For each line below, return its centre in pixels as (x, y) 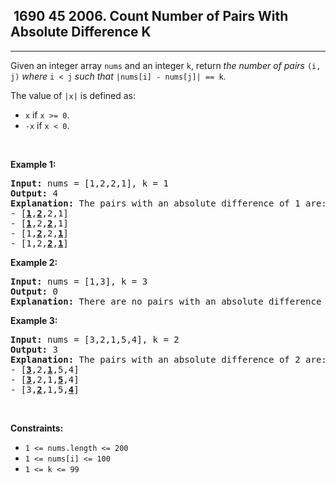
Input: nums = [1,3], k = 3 (79, 281)
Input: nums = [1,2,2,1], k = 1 (89, 183)
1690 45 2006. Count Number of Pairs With (151, 16)
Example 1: (33, 164)
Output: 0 (34, 291)
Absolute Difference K (81, 32)
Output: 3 (34, 349)
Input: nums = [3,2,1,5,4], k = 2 (95, 339)
